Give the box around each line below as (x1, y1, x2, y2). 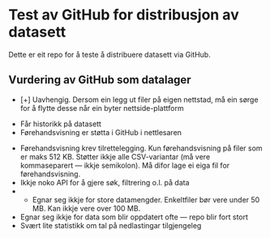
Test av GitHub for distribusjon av (8, 6, 239, 24)
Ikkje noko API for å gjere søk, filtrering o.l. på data (19, 177, 190, 187)
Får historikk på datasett (19, 119, 101, 129)
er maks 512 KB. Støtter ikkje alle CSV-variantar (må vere (19, 151, 211, 161)
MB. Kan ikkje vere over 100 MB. (32, 203, 141, 213)
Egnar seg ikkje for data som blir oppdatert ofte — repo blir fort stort (19, 212, 249, 222)
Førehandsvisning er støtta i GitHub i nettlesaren (19, 127, 182, 137)
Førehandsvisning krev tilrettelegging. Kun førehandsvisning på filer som (19, 143, 263, 153)
